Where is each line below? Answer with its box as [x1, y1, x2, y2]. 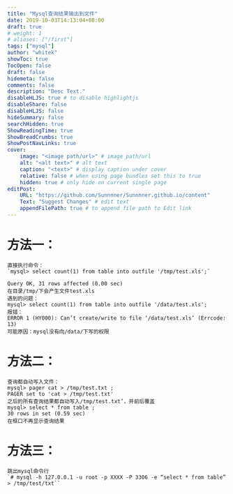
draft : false [7, 68, 45, 75]
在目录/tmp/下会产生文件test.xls [7, 287, 96, 294]
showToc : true [7, 56, 49, 63]
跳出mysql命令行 [7, 467, 50, 474]
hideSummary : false [7, 114, 64, 121]
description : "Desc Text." [7, 88, 86, 95]
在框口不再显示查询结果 [7, 417, 65, 424]
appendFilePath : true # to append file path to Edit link [20, 205, 192, 212]
